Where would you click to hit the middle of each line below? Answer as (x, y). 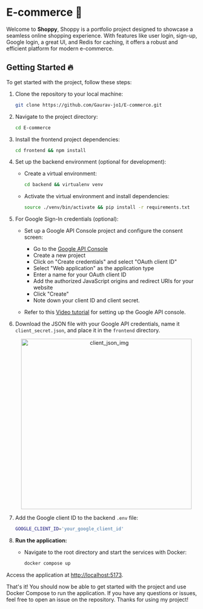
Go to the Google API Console (70, 249)
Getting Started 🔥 (40, 68)
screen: (34, 237)
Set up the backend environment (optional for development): (91, 162)
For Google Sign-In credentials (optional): (67, 219)
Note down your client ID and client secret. (86, 301)
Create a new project (59, 255)
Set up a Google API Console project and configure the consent (103, 231)
